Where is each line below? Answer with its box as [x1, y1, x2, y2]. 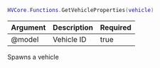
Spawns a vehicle [7, 52, 59, 61]
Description [53, 22, 94, 32]
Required [100, 22, 132, 32]
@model [11, 34, 39, 44]
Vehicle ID [53, 34, 87, 44]
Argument [11, 22, 46, 32]
